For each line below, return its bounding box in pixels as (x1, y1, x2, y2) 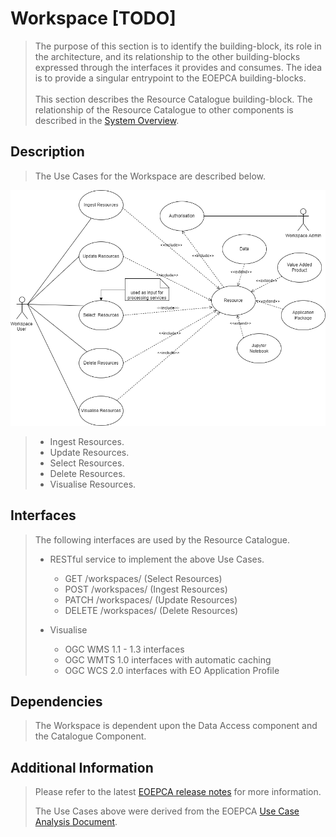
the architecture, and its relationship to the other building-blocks (34, 50, 301, 62)
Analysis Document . (34, 816, 118, 828)
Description (10, 143, 85, 161)
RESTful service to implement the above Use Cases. (49, 553, 265, 565)
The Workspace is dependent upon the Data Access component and (34, 720, 318, 732)
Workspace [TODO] (10, 7, 177, 30)
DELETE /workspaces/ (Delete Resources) (64, 604, 239, 616)
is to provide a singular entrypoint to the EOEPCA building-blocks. (34, 72, 307, 84)
